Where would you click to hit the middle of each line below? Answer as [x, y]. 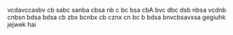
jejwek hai [22, 24]
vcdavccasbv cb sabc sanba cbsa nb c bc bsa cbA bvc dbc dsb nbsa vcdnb [117, 10]
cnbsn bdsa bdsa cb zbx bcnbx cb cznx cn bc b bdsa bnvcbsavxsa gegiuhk [116, 17]
